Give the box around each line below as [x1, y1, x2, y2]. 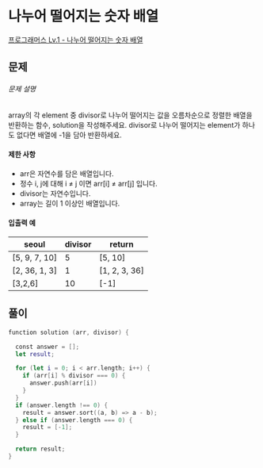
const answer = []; [15, 343, 80, 351]
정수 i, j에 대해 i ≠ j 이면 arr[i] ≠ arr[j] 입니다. [19, 178, 158, 188]
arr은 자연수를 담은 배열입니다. [19, 168, 114, 178]
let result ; [15, 350, 55, 358]
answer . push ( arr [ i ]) [29, 379, 97, 387]
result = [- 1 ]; [22, 424, 73, 432]
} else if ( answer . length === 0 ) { [15, 416, 133, 424]
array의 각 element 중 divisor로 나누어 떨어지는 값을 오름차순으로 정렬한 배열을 [8, 110, 253, 120]
